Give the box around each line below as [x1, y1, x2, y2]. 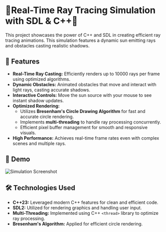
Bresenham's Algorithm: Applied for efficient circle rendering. [12, 221, 143, 227]
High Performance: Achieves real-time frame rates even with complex [12, 135, 159, 141]
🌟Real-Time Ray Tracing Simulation [5, 5, 156, 16]
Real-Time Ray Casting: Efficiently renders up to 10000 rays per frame [12, 71, 160, 77]
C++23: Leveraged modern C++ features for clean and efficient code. [12, 199, 159, 206]
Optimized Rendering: [12, 103, 60, 109]
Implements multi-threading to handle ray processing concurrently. [20, 119, 161, 125]
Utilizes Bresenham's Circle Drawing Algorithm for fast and [20, 108, 145, 114]
